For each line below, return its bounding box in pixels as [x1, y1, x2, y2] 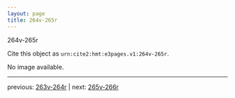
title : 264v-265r [7, 17, 58, 24]
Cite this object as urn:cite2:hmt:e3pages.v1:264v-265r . [7, 49, 169, 58]
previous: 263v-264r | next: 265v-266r [7, 83, 119, 91]
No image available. [7, 63, 64, 71]
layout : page [7, 10, 45, 17]
